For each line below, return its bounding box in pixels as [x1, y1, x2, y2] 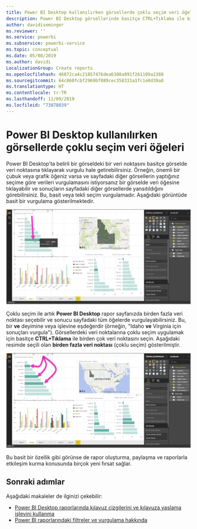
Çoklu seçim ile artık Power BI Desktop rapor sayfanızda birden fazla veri [6, 310, 183, 317]
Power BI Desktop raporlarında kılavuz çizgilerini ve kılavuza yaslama [14, 504, 182, 511]
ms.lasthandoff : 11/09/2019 [6, 96, 75, 102]
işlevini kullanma [14, 510, 55, 517]
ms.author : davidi [6, 59, 51, 65]
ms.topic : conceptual [6, 47, 59, 53]
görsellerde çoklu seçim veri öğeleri [6, 141, 185, 154]
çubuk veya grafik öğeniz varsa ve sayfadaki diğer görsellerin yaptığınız [6, 172, 180, 179]
